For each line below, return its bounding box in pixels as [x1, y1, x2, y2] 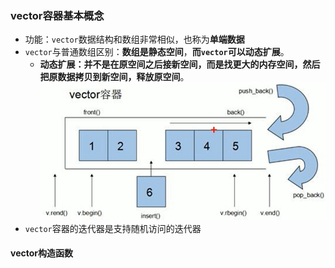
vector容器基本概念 [10, 8, 105, 22]
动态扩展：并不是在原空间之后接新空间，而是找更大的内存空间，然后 [39, 58, 321, 71]
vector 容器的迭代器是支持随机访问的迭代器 [24, 222, 202, 234]
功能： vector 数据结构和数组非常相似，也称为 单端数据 [24, 33, 245, 46]
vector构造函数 [10, 247, 73, 259]
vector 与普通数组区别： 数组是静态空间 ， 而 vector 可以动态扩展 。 [24, 46, 290, 58]
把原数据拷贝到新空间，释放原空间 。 [39, 71, 190, 83]
